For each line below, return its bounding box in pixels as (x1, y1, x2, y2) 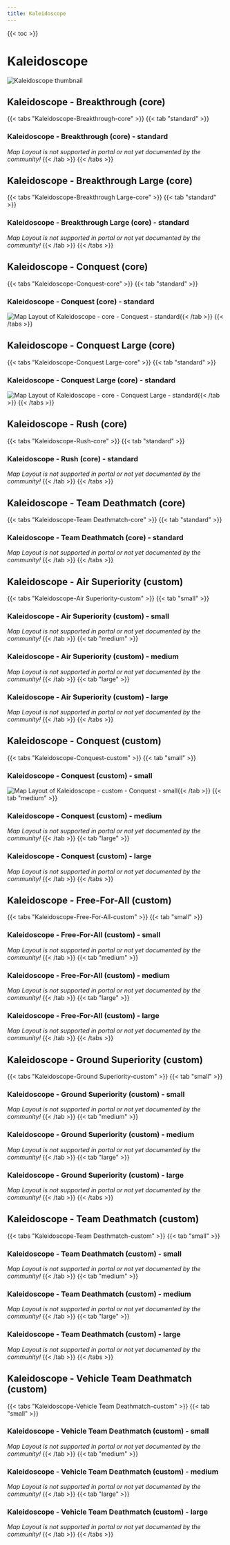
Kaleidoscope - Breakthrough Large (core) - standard (7, 218, 189, 228)
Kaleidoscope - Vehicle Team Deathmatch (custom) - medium (7, 1467, 219, 1477)
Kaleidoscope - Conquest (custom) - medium (7, 811, 162, 820)
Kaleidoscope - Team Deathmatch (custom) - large (7, 1329, 181, 1339)
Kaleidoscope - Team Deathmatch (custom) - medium (7, 1289, 191, 1299)
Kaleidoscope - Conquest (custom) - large (7, 851, 152, 861)
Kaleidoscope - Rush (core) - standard (7, 454, 139, 463)
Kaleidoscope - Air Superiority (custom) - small (7, 611, 169, 621)
